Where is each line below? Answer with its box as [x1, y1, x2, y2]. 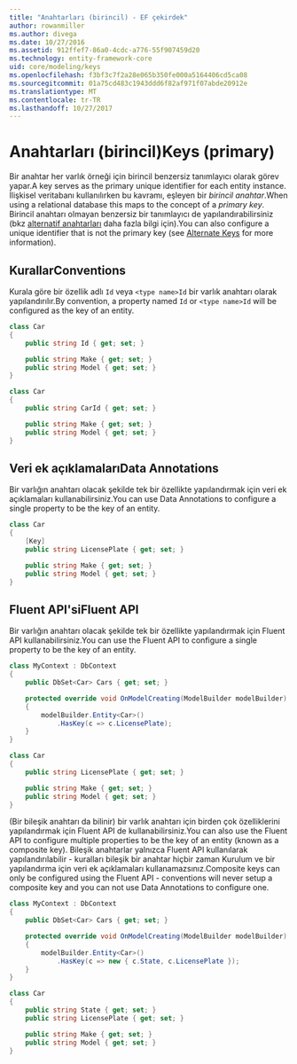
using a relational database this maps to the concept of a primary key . [9, 199, 265, 210]
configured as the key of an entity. [9, 305, 135, 316]
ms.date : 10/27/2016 [9, 37, 86, 47]
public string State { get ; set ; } [25, 1005, 157, 1014]
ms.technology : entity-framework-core [9, 54, 152, 63]
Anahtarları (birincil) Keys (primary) [9, 142, 275, 162]
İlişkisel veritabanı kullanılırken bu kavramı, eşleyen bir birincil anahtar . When [9, 190, 288, 200]
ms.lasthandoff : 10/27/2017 [9, 104, 113, 113]
